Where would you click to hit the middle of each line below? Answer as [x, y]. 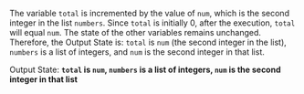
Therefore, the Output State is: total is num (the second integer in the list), [148, 42]
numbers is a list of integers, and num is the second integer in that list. [137, 52]
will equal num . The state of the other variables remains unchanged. [136, 32]
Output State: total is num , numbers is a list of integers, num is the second [145, 69]
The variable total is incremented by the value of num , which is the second [150, 13]
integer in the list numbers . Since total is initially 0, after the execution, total [152, 23]
